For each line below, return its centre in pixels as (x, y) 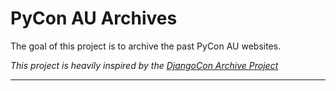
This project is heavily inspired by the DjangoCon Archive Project (144, 65)
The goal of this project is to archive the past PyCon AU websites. (146, 46)
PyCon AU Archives (94, 18)
